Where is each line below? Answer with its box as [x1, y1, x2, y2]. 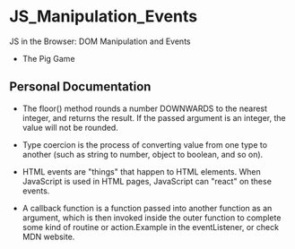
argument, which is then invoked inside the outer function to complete [22, 212, 282, 223]
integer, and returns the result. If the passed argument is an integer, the [22, 112, 286, 123]
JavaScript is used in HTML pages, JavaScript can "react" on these [22, 176, 272, 186]
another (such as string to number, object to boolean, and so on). [22, 149, 264, 159]
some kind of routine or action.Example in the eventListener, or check [22, 221, 280, 232]
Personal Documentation [9, 79, 152, 95]
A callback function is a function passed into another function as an [22, 202, 273, 213]
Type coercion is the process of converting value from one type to [22, 139, 267, 150]
